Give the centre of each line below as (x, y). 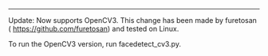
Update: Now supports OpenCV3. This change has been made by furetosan (133, 20)
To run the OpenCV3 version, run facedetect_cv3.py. (95, 44)
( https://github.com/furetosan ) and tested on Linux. (94, 29)
